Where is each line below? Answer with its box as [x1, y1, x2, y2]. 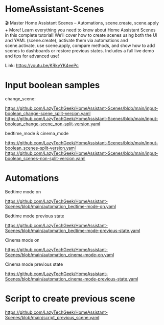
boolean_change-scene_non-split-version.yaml [5, 121, 100, 127]
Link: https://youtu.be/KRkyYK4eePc [5, 62, 79, 68]
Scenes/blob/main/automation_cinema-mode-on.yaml [5, 252, 114, 257]
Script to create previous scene [5, 293, 136, 304]
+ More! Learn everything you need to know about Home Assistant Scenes [5, 27, 156, 33]
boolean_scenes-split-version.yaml [5, 145, 76, 151]
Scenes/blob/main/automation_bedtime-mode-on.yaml [5, 203, 116, 209]
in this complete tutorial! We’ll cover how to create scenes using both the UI [5, 32, 158, 38]
